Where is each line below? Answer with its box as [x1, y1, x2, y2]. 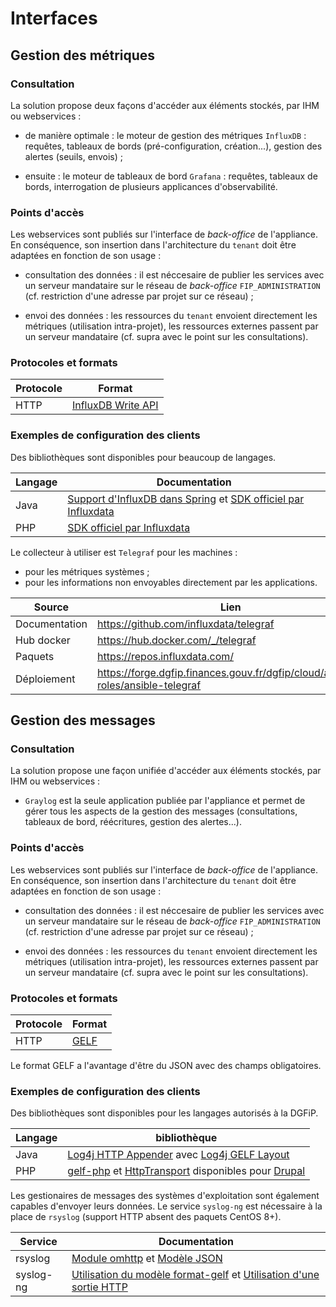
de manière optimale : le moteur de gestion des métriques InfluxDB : [24, 129, 307, 141]
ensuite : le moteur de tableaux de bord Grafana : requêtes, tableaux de [24, 170, 318, 182]
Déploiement [15, 672, 76, 686]
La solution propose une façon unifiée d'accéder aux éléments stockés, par [10, 765, 322, 777]
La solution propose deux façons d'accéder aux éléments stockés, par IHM [10, 99, 320, 111]
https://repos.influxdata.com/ [97, 649, 235, 663]
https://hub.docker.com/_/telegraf [97, 633, 257, 647]
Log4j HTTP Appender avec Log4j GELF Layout [67, 1148, 290, 1162]
